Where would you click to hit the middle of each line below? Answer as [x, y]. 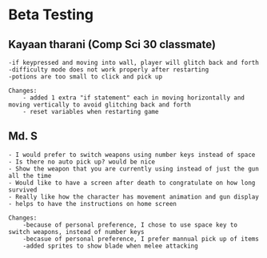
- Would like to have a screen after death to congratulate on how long [132, 183]
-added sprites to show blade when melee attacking [110, 246]
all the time [30, 175]
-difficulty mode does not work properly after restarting [109, 70]
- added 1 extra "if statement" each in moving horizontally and [134, 98]
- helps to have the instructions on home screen [93, 204]
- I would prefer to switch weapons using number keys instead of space [132, 155]
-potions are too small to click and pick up [85, 77]
